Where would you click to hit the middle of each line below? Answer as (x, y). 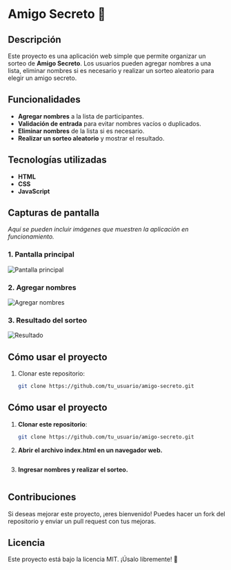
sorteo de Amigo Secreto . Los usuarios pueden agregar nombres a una (110, 63)
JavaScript (34, 191)
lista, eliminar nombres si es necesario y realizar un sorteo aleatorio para (111, 71)
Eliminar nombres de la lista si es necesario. (81, 131)
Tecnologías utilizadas (57, 160)
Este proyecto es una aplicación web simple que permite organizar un (107, 56)
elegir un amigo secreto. (42, 78)
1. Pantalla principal (41, 254)
